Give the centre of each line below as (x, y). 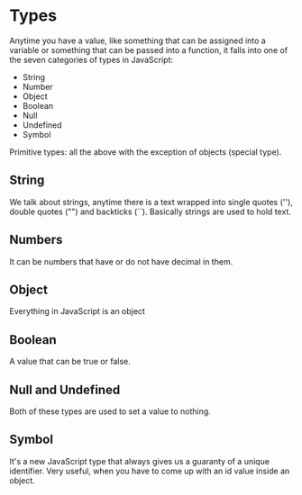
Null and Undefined (65, 389)
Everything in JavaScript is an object (78, 311)
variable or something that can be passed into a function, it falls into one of (149, 49)
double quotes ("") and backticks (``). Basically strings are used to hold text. (150, 211)
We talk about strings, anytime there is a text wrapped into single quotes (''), (151, 202)
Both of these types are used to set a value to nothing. (110, 411)
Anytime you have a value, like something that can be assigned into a (137, 40)
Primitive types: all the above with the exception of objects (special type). (146, 152)
